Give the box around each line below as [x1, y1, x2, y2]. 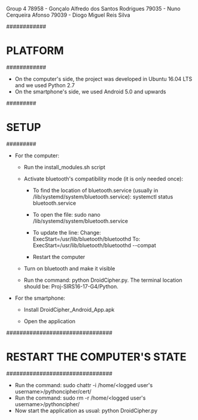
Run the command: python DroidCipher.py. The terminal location [23, 276, 182, 284]
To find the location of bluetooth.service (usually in [32, 187, 159, 194]
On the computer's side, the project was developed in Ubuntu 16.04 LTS [14, 75, 193, 83]
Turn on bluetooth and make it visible [23, 264, 115, 272]
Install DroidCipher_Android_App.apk [23, 306, 115, 313]
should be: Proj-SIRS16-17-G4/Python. [23, 282, 118, 290]
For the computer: [14, 152, 60, 159]
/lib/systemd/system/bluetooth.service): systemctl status [32, 193, 173, 200]
